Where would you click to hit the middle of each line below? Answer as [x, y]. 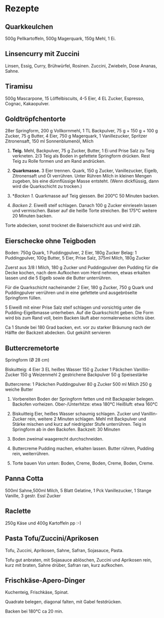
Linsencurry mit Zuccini [42, 54]
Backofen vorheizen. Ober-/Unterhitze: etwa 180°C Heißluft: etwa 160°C [85, 404]
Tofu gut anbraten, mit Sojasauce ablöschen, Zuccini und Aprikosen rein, [79, 560]
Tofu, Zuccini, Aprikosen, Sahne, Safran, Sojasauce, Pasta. [64, 550]
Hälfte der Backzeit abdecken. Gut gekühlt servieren [58, 333]
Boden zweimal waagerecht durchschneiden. [58, 439]
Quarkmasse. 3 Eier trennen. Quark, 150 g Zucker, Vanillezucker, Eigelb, [85, 171]
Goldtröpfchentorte [35, 119]
